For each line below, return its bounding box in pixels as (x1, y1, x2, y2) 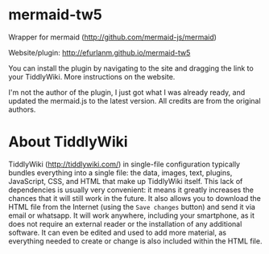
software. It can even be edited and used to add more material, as (8, 227, 227, 237)
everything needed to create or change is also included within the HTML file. (8, 236, 263, 246)
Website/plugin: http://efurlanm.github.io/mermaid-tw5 (8, 47, 191, 57)
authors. (8, 104, 36, 114)
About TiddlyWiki (8, 133, 128, 151)
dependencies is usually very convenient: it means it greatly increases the (8, 185, 254, 195)
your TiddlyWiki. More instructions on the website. (8, 72, 176, 81)
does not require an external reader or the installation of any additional (8, 219, 242, 228)
